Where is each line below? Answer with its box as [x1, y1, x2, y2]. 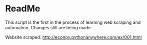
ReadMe [5, 3, 40, 14]
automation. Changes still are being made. [5, 24, 92, 30]
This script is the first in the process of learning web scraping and [5, 19, 141, 25]
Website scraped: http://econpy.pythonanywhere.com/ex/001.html [5, 34, 142, 40]
